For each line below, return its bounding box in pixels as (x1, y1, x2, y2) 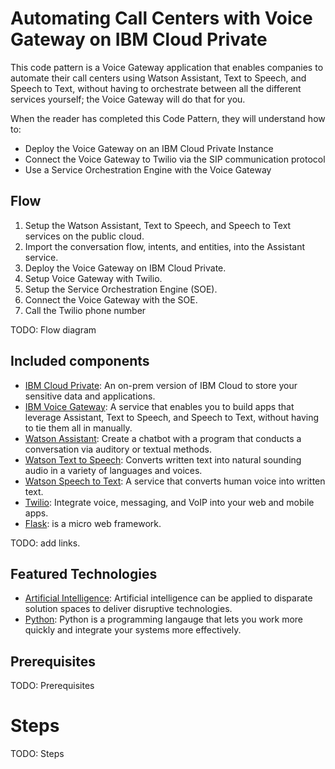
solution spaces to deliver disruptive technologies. (24, 603, 233, 615)
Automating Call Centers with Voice (10, 7, 313, 30)
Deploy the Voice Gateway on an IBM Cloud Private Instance (24, 142, 274, 154)
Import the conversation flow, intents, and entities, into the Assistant (24, 240, 306, 252)
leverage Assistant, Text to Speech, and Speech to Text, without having (24, 411, 320, 423)
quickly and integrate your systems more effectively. (24, 624, 242, 636)
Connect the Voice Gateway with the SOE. (24, 293, 198, 306)
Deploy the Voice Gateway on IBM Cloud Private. (24, 262, 227, 274)
